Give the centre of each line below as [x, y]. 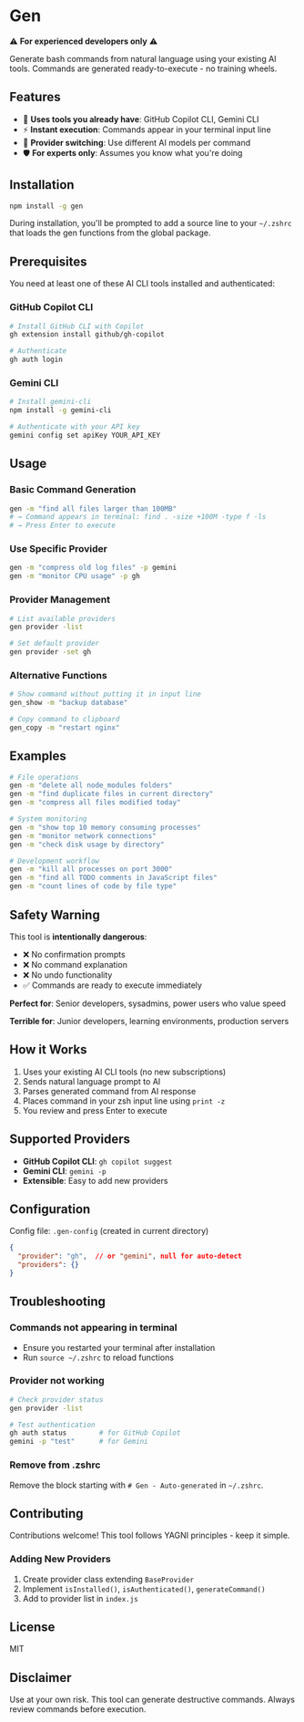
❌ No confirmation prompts [74, 954]
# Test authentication [52, 1425]
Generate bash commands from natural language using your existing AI [143, 58]
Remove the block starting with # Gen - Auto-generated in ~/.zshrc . [137, 1485]
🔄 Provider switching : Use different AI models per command [137, 142]
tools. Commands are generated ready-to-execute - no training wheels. [143, 68]
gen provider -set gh [51, 652]
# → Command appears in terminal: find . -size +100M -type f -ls [138, 517]
